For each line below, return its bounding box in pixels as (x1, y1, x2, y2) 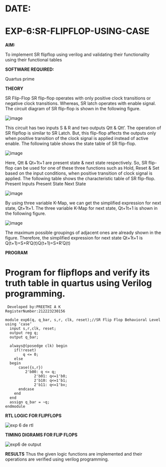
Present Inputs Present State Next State (5, 181, 86, 187)
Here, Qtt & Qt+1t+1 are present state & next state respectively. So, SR (5, 160, 148, 166)
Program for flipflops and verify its (5, 267, 150, 279)
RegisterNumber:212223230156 (5, 309, 65, 314)
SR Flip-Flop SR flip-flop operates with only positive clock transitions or (5, 95, 151, 101)
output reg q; (9, 330, 39, 335)
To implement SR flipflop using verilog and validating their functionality (5, 51, 150, 57)
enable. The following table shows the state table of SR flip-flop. (5, 140, 136, 146)
